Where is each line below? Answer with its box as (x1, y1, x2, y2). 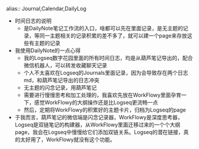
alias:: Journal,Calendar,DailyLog (6, 5, 87, 12)
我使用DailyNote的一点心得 (14, 47, 81, 54)
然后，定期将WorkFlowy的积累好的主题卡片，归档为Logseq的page (23, 106, 186, 113)
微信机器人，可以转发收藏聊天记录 (23, 62, 108, 69)
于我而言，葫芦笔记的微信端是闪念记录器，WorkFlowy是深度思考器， (14, 114, 183, 121)
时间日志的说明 (14, 17, 52, 24)
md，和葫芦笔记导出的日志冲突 (23, 77, 100, 84)
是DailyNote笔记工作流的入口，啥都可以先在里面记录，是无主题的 (23, 25, 183, 31)
